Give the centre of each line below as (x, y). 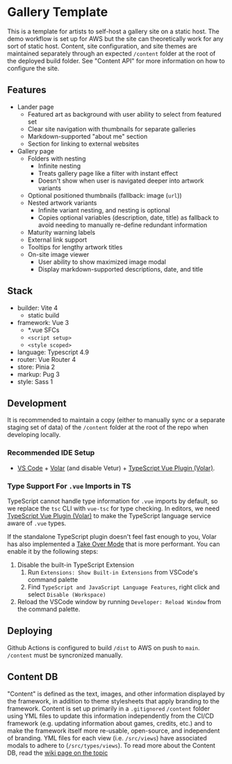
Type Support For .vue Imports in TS (69, 485)
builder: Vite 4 (38, 308)
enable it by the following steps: (53, 551)
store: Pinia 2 (36, 367)
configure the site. (33, 68)
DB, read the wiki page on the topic (58, 753)
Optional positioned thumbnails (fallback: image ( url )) (105, 195)
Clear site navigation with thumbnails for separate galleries (111, 128)
